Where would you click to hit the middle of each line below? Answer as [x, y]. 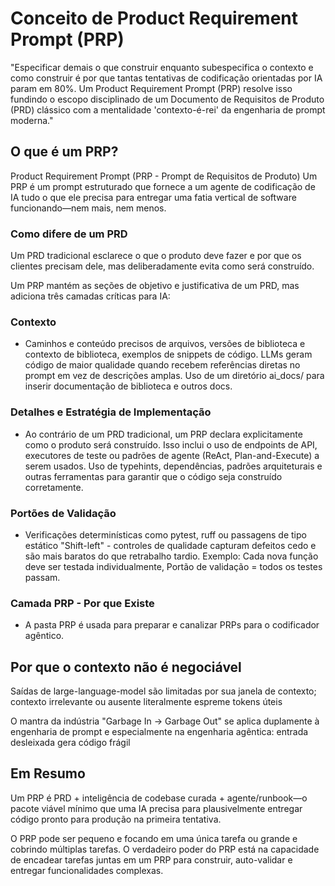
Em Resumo [48, 773]
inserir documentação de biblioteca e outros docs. [128, 386]
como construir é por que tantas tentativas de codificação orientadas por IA [166, 78]
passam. [42, 577]
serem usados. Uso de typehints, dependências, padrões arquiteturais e [173, 466]
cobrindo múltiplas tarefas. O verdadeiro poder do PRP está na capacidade [165, 849]
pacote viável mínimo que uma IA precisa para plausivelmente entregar [156, 808]
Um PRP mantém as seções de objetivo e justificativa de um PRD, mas [155, 286]
